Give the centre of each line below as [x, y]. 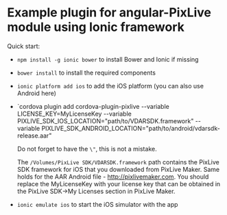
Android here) [37, 93]
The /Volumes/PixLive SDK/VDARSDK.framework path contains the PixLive [118, 162]
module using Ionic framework [96, 27]
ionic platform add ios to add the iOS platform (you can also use [110, 86]
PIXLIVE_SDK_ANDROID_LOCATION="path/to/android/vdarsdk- [131, 128]
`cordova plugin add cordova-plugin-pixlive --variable [93, 106]
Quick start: [23, 46]
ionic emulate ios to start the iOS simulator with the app [97, 204]
